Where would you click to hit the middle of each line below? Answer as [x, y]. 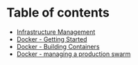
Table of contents [58, 13]
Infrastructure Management [56, 32]
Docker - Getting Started [52, 39]
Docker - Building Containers [58, 46]
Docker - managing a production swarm [74, 54]
